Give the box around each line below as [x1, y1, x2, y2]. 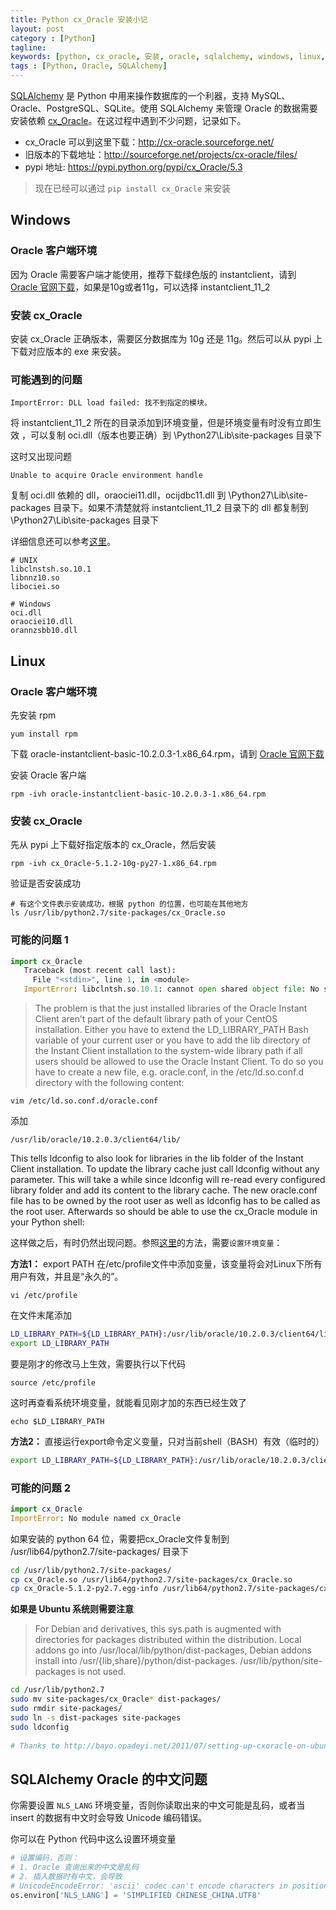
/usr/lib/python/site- [239, 1655, 323, 1667]
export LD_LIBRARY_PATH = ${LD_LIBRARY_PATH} [10, 1455, 195, 1465]
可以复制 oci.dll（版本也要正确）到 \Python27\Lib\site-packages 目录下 [29, 429, 323, 441]
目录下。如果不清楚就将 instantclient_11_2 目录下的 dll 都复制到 [53, 502, 309, 514]
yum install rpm [10, 729, 78, 739]
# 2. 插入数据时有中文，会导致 [10, 1872, 123, 1882]
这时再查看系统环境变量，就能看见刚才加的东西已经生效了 [10, 1396, 247, 1408]
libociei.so [10, 582, 60, 592]
